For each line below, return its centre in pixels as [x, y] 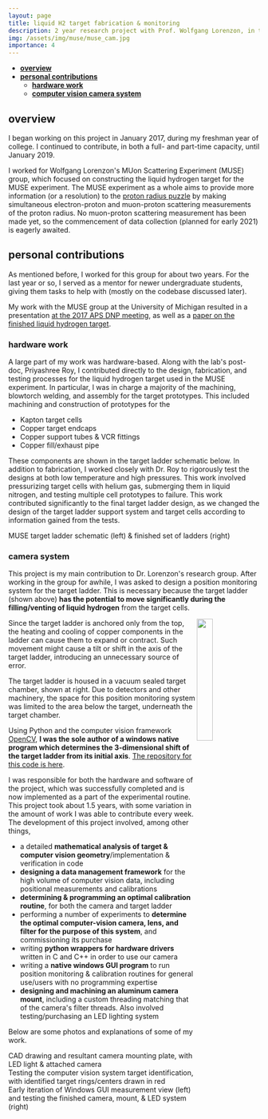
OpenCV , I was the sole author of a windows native [94, 739]
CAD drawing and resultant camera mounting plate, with [100, 1056]
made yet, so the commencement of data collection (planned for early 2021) [133, 221]
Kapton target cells [51, 420]
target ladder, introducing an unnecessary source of [94, 657]
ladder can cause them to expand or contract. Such [93, 640]
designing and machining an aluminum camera [99, 991]
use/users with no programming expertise [89, 982]
